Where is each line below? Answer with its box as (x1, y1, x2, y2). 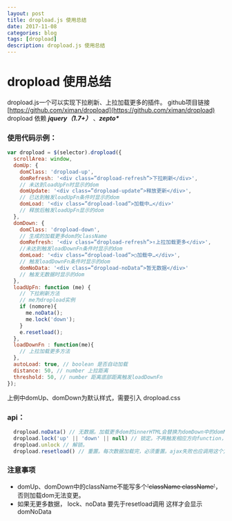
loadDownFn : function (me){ (13, 342, 95, 348)
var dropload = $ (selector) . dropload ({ (7, 149, 122, 156)
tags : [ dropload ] (7, 36, 57, 43)
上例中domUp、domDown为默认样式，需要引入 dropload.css (7, 393, 181, 402)
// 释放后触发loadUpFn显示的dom (19, 207, 104, 214)
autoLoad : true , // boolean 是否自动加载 (13, 361, 128, 368)
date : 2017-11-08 (7, 23, 57, 30)
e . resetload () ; (19, 328, 64, 335)
